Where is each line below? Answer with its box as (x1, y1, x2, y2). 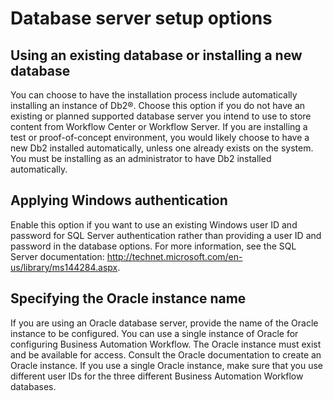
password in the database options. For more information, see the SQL (10, 240, 297, 252)
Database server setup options (10, 7, 273, 30)
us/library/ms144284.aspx (10, 261, 118, 273)
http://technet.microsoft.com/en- (106, 250, 243, 262)
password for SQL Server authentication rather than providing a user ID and (10, 229, 322, 241)
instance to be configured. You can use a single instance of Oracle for (10, 327, 299, 339)
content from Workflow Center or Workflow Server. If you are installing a (10, 121, 308, 132)
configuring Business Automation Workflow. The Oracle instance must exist (10, 338, 322, 350)
